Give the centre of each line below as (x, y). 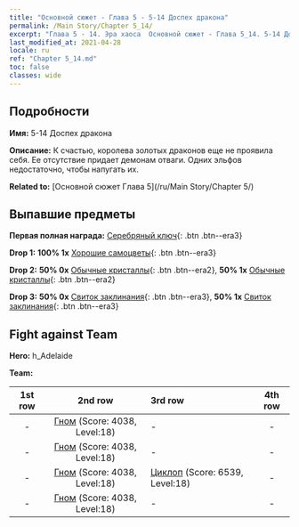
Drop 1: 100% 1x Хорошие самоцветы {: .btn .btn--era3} (113, 253)
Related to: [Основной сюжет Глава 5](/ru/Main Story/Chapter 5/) (132, 186)
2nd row (95, 401)
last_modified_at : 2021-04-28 (65, 42)
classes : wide (36, 76)
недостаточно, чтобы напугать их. (74, 169)
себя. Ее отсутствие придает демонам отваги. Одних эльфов (125, 159)
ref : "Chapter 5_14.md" (53, 59)
